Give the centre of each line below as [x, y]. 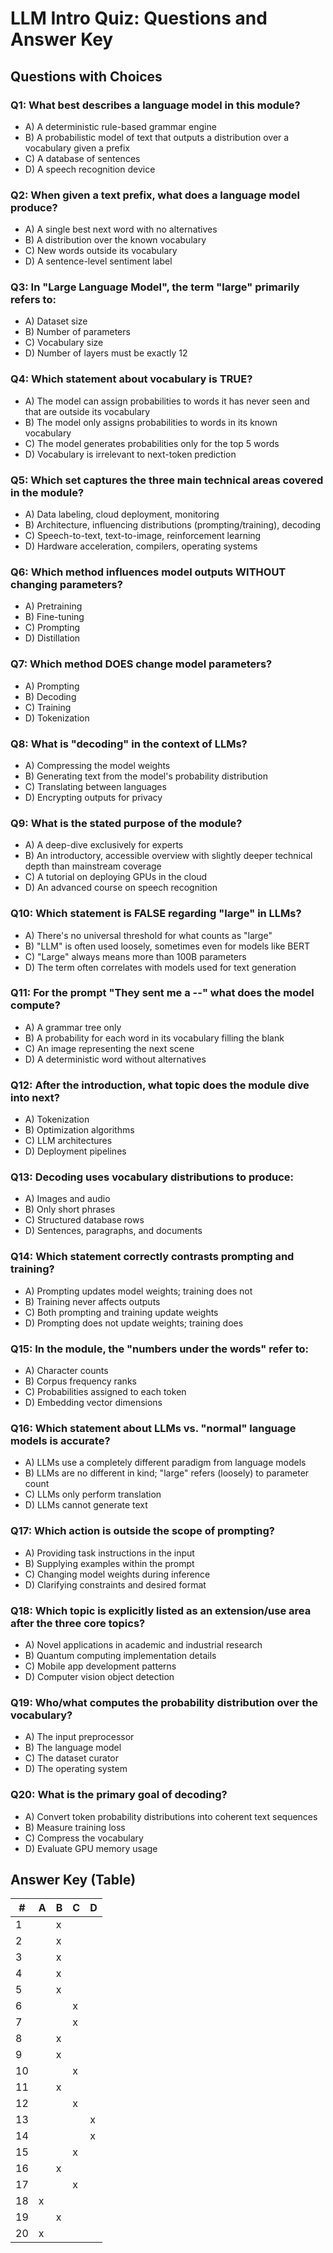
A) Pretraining [53, 606]
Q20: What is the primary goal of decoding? [119, 1795]
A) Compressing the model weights [97, 765]
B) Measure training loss [75, 1827]
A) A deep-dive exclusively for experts [104, 845]
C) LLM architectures [68, 1141]
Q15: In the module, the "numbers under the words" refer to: [159, 1349]
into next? [35, 1097]
